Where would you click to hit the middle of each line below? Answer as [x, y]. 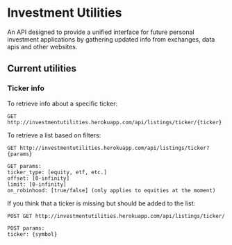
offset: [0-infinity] [39, 178]
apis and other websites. [42, 47]
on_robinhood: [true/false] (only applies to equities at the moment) [111, 190]
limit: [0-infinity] [37, 184]
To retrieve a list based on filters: [54, 135]
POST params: [26, 228]
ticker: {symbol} [32, 234]
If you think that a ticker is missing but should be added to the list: [101, 203]
